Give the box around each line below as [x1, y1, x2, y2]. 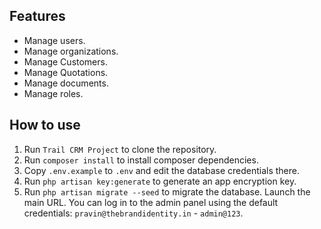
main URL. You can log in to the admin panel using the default [23, 196, 279, 208]
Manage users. [23, 34, 86, 46]
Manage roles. [23, 87, 84, 99]
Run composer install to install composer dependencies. [23, 154, 259, 166]
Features [9, 8, 66, 25]
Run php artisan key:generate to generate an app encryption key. [23, 175, 297, 187]
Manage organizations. [23, 45, 119, 57]
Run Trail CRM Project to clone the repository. [23, 143, 217, 155]
